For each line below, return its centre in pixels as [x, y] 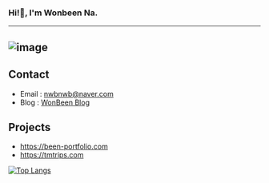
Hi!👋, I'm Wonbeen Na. [53, 13]
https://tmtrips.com [52, 155]
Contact [29, 75]
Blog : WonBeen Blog [55, 102]
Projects [30, 127]
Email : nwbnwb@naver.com [66, 93]
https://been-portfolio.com [64, 146]
